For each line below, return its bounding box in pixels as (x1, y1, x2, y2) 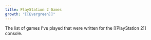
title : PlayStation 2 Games (5, 7, 62, 12)
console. (5, 30, 23, 36)
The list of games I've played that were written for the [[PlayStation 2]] (5, 25, 146, 31)
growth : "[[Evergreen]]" (5, 12, 56, 17)
